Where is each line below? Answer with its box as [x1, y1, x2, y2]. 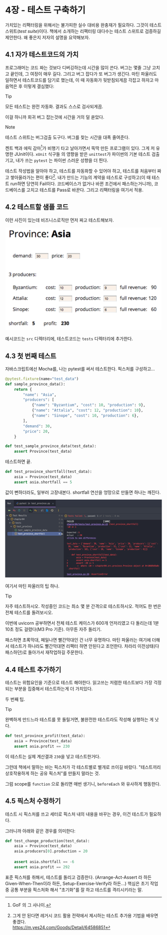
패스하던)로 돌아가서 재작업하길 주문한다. [5, 649, 84, 655]
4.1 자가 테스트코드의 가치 [5, 50, 79, 59]
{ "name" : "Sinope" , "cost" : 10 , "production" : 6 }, [31, 413, 139, 418]
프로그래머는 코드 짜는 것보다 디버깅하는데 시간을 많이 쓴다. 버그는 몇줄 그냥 [5, 64, 151, 70]
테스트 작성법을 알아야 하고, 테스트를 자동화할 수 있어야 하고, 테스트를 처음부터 [5, 168, 157, 174]
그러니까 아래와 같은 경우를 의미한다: [5, 827, 76, 834]
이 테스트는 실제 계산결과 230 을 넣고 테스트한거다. [5, 753, 101, 759]
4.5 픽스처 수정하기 [5, 797, 61, 806]
